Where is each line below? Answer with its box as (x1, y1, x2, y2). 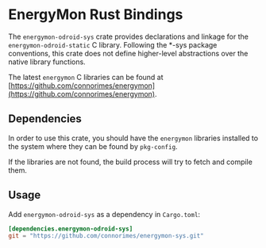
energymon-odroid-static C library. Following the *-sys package (8, 40, 218, 49)
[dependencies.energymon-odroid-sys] (8, 224, 133, 233)
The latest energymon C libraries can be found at (8, 72, 164, 82)
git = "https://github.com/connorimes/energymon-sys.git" (8, 232, 204, 240)
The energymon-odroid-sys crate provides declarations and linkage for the (8, 32, 249, 41)
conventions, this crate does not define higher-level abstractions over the (8, 48, 249, 58)
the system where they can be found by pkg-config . (8, 141, 178, 151)
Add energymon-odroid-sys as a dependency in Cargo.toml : (8, 209, 201, 219)
